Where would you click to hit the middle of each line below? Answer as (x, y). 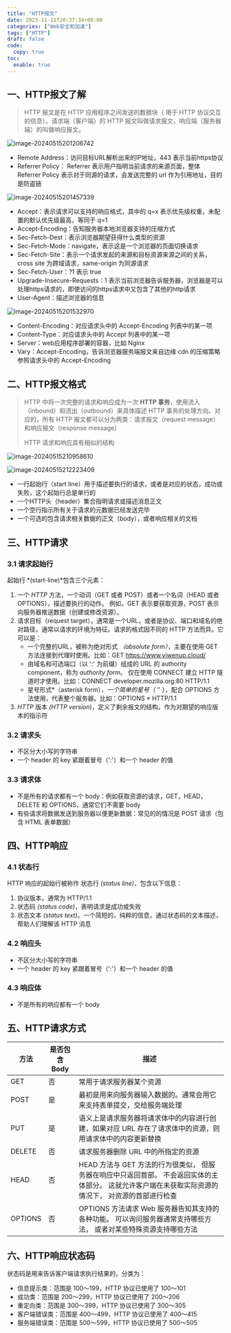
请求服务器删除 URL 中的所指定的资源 (139, 1152)
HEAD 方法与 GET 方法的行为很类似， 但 (143, 1165)
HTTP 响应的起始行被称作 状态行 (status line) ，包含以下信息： (95, 883)
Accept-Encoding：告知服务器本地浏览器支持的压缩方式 (96, 229)
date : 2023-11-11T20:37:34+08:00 (55, 20)
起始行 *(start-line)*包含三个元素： (56, 580)
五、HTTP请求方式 (47, 1028)
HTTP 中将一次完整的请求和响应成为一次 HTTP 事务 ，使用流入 (112, 402)
